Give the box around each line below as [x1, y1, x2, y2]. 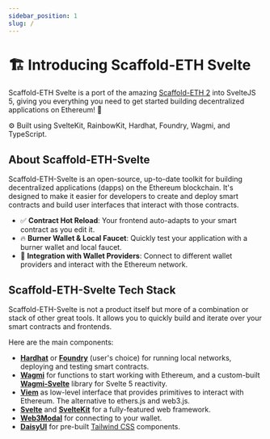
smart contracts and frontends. [8, 322, 112, 331]
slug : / [8, 19, 35, 27]
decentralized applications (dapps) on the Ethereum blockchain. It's [8, 183, 234, 192]
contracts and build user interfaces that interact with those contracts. [8, 200, 239, 210]
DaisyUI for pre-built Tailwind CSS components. [19, 422, 180, 432]
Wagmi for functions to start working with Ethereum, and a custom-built [19, 370, 260, 380]
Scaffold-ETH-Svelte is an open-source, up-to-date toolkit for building [8, 175, 243, 184]
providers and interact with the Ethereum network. [19, 260, 188, 269]
